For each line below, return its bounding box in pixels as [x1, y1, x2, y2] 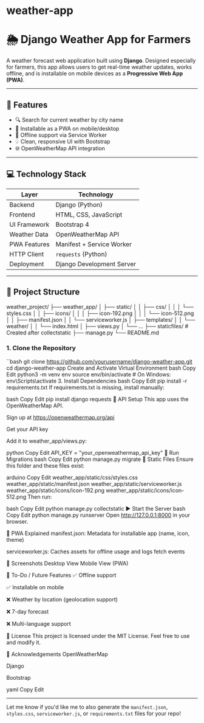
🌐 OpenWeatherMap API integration [15, 144, 105, 152]
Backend [9, 200, 35, 209]
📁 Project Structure [6, 287, 80, 297]
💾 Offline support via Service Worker [15, 131, 107, 139]
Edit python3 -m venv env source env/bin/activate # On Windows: [6, 370, 171, 378]
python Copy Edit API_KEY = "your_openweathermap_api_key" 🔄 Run [6, 449, 179, 456]
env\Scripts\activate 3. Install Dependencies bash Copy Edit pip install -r [6, 377, 188, 384]
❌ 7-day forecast [6, 607, 49, 615]
